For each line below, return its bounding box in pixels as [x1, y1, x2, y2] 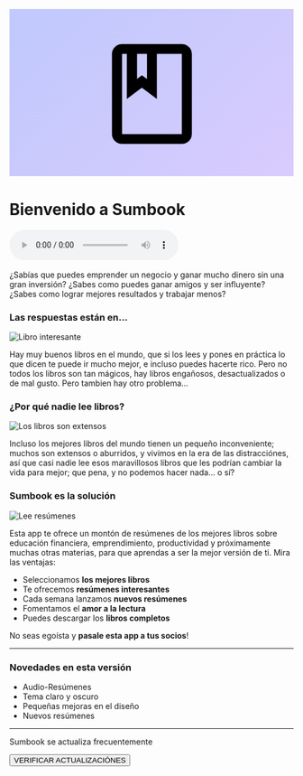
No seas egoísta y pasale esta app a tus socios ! [9, 630, 189, 640]
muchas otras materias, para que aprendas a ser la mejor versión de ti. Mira [9, 547, 290, 557]
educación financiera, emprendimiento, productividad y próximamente [9, 538, 271, 548]
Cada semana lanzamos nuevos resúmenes [22, 593, 188, 604]
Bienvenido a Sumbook [9, 199, 186, 220]
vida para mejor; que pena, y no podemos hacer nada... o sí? [9, 467, 235, 478]
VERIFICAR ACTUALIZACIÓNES [14, 755, 126, 765]
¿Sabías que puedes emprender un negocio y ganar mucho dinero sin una [9, 269, 285, 280]
